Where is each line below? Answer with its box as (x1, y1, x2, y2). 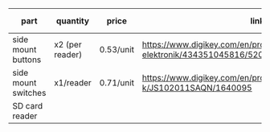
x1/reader (53, 77, 92, 88)
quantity (55, 15, 90, 27)
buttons (12, 54, 42, 65)
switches (12, 88, 47, 98)
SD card (12, 101, 43, 111)
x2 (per (53, 39, 82, 50)
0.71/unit (99, 77, 135, 88)
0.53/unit (99, 44, 135, 55)
